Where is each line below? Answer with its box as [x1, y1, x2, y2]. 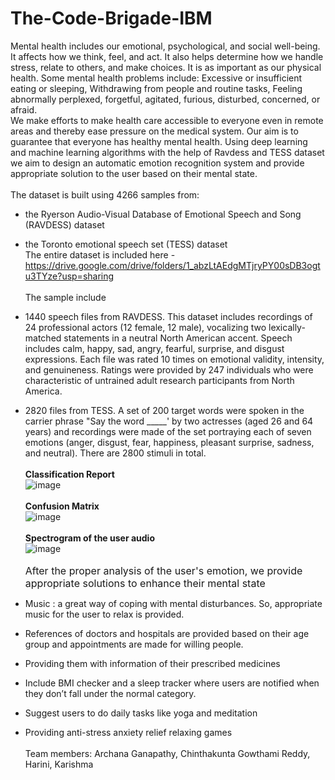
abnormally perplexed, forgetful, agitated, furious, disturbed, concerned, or [10, 93, 321, 105]
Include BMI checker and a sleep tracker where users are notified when [24, 677, 320, 689]
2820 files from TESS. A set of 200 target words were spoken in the [24, 404, 305, 416]
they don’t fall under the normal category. [24, 687, 197, 699]
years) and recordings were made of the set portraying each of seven [24, 425, 312, 437]
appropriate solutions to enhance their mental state [24, 576, 266, 590]
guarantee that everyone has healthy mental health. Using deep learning [10, 135, 308, 147]
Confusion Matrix [24, 500, 100, 512]
